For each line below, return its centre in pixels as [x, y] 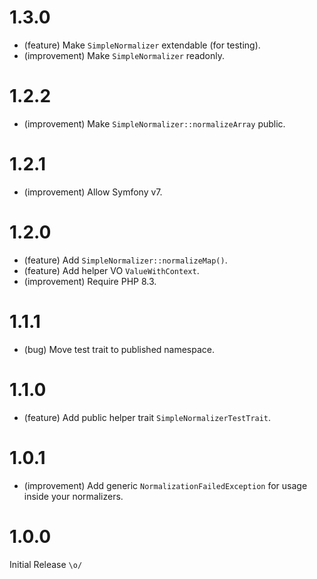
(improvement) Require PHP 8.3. [90, 281]
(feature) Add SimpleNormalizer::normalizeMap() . [125, 260]
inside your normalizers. [73, 496]
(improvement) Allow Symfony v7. [93, 192]
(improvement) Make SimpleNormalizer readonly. [124, 55]
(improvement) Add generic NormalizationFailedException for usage [165, 485]
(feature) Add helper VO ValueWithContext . [111, 270]
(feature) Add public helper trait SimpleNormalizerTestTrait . [147, 417]
